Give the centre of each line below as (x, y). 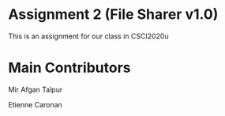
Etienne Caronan (36, 104)
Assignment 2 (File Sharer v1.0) (113, 14)
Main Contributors (69, 68)
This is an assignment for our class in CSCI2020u (88, 36)
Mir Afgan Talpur (36, 89)
